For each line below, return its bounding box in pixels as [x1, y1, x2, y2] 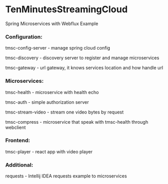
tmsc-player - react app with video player [5, 148, 93, 154]
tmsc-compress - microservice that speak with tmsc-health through [5, 119, 149, 125]
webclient [5, 124, 26, 130]
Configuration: [5, 33, 42, 40]
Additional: [5, 161, 33, 168]
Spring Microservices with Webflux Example [5, 20, 99, 27]
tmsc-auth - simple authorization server [5, 99, 89, 105]
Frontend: [5, 137, 31, 144]
